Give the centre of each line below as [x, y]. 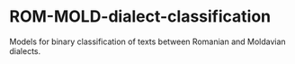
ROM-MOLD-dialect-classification [140, 17]
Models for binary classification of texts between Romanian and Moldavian [147, 41]
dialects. [25, 50]
